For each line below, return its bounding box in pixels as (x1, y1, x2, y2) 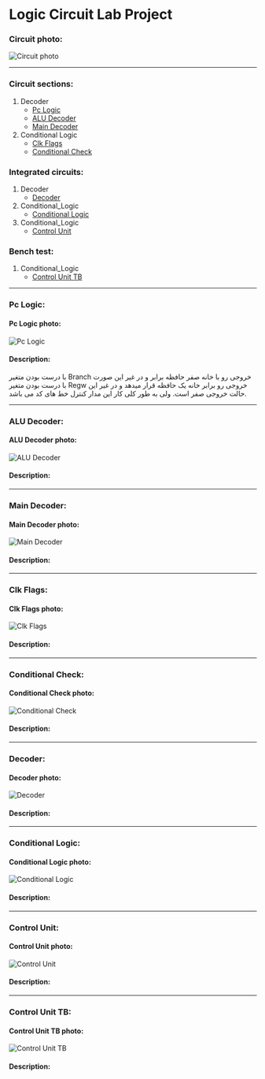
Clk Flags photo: (9, 604, 64, 613)
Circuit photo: (9, 34, 63, 45)
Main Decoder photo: (9, 519, 79, 529)
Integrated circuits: (9, 166, 84, 177)
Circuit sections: (9, 79, 74, 90)
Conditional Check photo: (9, 688, 95, 698)
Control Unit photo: (9, 942, 73, 951)
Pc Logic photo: (9, 318, 61, 328)
